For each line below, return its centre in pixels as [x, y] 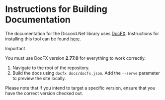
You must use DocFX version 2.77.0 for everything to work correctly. [76, 58]
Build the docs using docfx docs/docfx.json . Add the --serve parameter [86, 73]
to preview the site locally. [39, 78]
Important [15, 48]
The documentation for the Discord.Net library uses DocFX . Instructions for [82, 33]
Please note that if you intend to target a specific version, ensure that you [80, 88]
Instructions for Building [56, 9]
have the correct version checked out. [44, 93]
